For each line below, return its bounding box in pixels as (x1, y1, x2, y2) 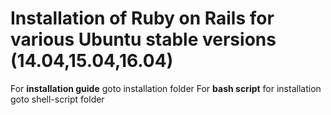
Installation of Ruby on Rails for (10, 7, 275, 30)
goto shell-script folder (10, 93, 105, 105)
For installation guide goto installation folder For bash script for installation (10, 82, 322, 94)
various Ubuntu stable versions (10, 28, 277, 51)
